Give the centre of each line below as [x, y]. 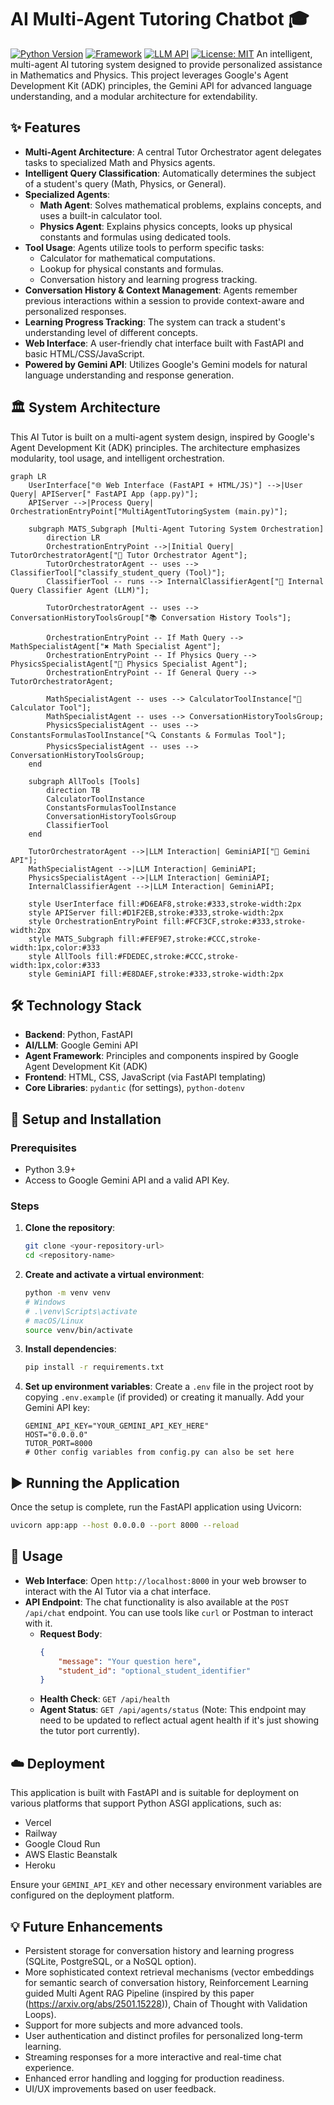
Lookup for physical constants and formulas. [131, 268]
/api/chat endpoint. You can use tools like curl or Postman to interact [169, 1612]
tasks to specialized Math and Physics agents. [120, 162]
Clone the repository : [70, 1228]
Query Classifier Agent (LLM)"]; [80, 590]
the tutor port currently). [89, 1731]
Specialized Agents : [67, 194]
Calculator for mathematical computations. [127, 258]
